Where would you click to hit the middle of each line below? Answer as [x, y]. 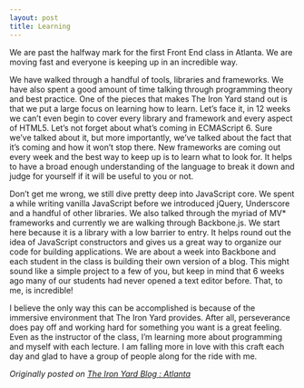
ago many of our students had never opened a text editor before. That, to [146, 280]
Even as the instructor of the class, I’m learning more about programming [146, 336]
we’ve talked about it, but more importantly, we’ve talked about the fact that [151, 137]
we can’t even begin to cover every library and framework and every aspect [151, 118]
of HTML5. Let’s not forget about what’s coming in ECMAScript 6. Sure [141, 127]
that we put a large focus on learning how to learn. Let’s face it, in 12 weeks [150, 108]
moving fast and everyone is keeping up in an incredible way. [124, 62]
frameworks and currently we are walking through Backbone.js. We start [145, 223]
